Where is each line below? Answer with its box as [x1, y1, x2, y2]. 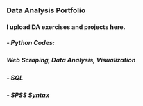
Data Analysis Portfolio [6, 6, 86, 15]
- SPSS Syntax [6, 91, 49, 99]
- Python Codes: [6, 39, 55, 47]
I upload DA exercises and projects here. [6, 23, 126, 31]
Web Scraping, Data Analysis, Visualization [6, 56, 136, 64]
